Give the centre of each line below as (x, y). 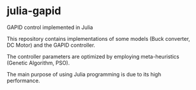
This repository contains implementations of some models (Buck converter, (98, 38)
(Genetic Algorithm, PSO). (38, 63)
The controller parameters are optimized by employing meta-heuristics (93, 56)
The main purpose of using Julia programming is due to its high (84, 74)
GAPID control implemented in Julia (50, 27)
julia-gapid (34, 11)
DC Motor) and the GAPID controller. (51, 45)
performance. (23, 81)
